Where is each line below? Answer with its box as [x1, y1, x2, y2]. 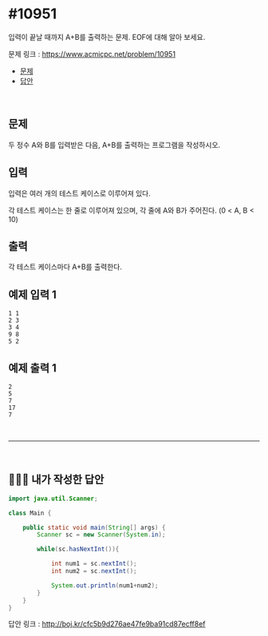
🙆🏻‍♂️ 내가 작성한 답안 [8, 473, 104, 487]
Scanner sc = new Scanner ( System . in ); [37, 531, 166, 539]
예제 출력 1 [8, 361, 57, 375]
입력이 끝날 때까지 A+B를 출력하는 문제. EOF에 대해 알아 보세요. [8, 32, 206, 42]
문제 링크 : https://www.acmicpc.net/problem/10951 [8, 49, 176, 58]
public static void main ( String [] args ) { [22, 523, 166, 531]
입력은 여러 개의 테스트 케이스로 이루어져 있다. [8, 189, 152, 198]
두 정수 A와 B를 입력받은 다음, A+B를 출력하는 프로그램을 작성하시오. [8, 140, 221, 149]
